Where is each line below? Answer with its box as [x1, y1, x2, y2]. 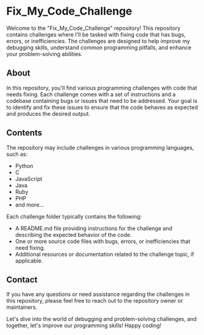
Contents [6, 128, 43, 138]
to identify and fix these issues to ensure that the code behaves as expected [6, 104, 198, 111]
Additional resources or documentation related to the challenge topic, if [15, 250, 194, 258]
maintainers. [6, 303, 38, 311]
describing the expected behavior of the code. [15, 231, 132, 238]
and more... [15, 201, 44, 208]
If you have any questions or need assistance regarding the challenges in [6, 291, 190, 298]
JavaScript [15, 175, 43, 182]
